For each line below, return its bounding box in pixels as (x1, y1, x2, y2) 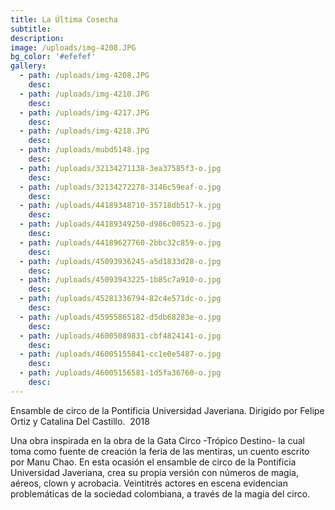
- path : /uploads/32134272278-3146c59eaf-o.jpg (19, 182, 222, 192)
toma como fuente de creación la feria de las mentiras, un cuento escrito (10, 445, 310, 457)
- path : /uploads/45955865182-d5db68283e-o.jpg (19, 312, 222, 322)
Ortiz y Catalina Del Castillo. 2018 (10, 415, 150, 427)
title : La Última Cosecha (10, 14, 118, 25)
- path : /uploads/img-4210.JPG (19, 89, 150, 99)
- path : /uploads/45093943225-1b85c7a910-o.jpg (19, 275, 222, 285)
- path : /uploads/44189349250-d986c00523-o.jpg (19, 219, 222, 230)
